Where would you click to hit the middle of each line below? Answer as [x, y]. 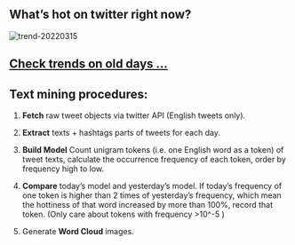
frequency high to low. [63, 169]
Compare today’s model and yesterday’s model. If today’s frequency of [152, 186]
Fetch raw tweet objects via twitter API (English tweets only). [134, 115]
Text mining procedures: [79, 94]
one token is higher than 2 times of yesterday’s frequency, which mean [151, 195]
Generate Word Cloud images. [78, 232]
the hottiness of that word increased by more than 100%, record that [147, 205]
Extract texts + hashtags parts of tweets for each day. [121, 133]
